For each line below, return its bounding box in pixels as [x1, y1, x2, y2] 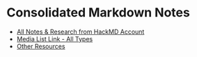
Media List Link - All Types [16, 34, 93, 43]
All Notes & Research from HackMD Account [16, 27, 145, 36]
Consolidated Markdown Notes [6, 5, 191, 21]
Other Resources [16, 42, 65, 50]
